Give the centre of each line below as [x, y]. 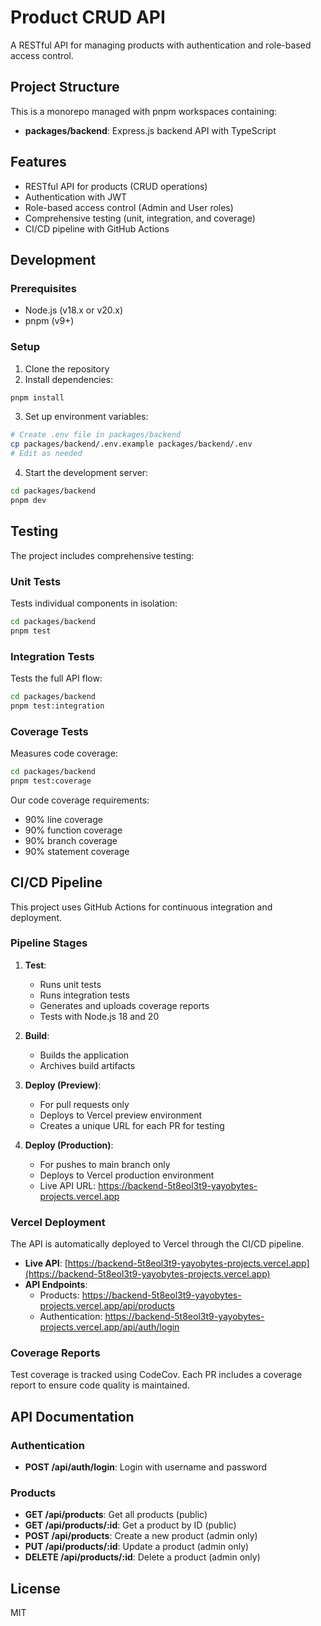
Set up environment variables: [86, 417]
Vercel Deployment [58, 1222]
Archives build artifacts [87, 1065]
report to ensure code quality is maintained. [100, 1385]
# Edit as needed [46, 454]
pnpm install [37, 397]
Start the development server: [86, 473]
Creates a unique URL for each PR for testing [132, 1125]
